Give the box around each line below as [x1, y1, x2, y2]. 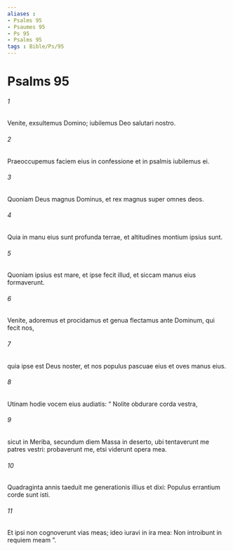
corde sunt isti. [7, 490, 51, 499]
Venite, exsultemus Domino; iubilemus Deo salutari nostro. [7, 119, 176, 128]
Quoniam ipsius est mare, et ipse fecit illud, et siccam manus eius [7, 271, 197, 279]
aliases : [7, 10, 36, 18]
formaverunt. [7, 278, 45, 287]
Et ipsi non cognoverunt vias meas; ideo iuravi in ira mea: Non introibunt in [7, 528, 222, 537]
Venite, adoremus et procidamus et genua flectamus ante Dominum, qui [7, 316, 215, 325]
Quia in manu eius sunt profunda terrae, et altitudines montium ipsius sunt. [7, 233, 223, 241]
